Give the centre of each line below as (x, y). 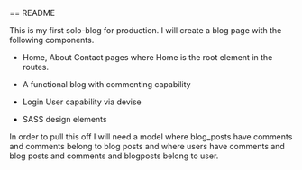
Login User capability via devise (82, 102)
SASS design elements (64, 119)
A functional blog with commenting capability (106, 84)
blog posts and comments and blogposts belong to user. (114, 156)
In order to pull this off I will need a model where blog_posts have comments (151, 137)
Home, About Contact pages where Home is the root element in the (147, 57)
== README (32, 13)
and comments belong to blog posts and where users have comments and (147, 146)
